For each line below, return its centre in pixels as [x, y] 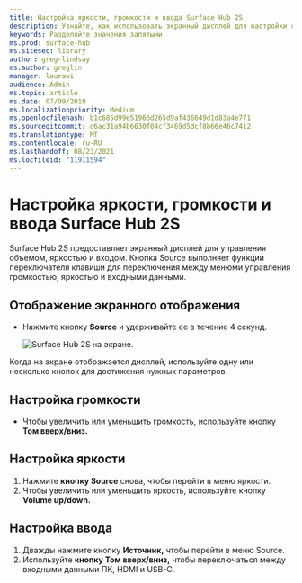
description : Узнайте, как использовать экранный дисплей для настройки [148, 26]
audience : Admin [40, 85]
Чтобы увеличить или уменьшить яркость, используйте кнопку [144, 490]
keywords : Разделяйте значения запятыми [86, 34]
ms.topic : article [44, 93]
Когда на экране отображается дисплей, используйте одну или [132, 362]
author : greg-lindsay [50, 59]
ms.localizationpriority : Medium [72, 110]
